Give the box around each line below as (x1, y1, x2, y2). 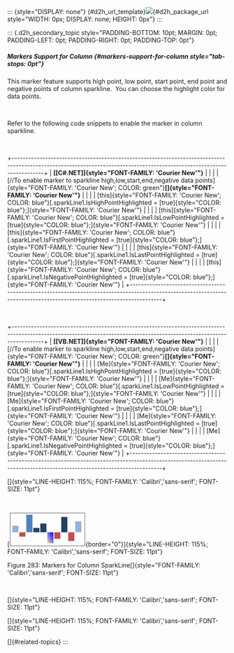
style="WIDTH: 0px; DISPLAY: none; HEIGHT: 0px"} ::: (7, 15, 163, 23)
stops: (7, 60, 27, 68)
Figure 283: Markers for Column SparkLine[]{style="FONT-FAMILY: (7, 561, 201, 569)
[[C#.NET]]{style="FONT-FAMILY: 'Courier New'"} (53, 168, 204, 177)
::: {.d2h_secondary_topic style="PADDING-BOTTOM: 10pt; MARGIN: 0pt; (7, 29, 218, 36)
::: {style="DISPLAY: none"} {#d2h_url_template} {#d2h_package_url (7, 8, 209, 15)
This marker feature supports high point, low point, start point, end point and (7, 77, 228, 85)
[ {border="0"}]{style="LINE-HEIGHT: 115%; (7, 539, 208, 548)
